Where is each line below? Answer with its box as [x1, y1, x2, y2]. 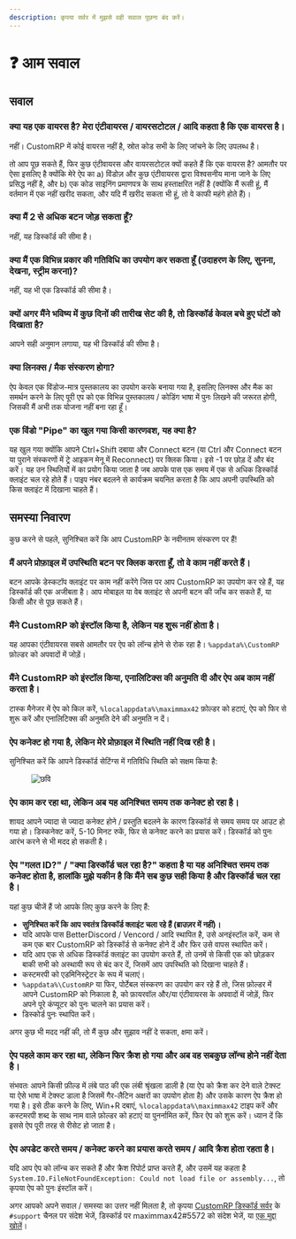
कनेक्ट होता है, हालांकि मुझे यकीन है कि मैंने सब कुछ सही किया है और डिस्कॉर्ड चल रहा [9, 870, 281, 882]
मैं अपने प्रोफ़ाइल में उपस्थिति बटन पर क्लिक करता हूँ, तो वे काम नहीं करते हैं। [9, 556, 251, 569]
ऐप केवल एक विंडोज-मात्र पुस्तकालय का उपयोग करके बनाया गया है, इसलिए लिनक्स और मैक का [9, 382, 273, 392]
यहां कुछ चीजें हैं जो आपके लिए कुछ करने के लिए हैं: [9, 901, 150, 912]
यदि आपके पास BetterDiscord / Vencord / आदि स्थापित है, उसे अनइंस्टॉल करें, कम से [21, 929, 280, 940]
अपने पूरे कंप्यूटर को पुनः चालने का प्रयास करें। [21, 998, 150, 1010]
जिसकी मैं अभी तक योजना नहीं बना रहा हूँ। [9, 401, 128, 412]
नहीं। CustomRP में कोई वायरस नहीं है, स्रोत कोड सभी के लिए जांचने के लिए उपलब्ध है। [9, 141, 260, 151]
